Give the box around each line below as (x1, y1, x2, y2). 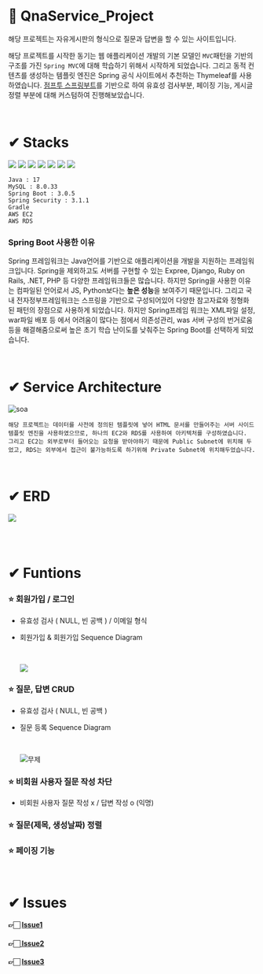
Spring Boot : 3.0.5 (8, 189, 76, 198)
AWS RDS (8, 217, 34, 225)
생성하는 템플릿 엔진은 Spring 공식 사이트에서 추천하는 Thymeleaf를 (28, 70, 238, 80)
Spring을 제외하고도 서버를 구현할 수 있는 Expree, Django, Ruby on (37, 266, 246, 276)
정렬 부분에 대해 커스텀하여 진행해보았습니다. (8, 90, 145, 99)
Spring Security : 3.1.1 (8, 196, 89, 204)
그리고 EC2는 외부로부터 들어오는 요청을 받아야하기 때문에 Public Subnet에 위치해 (8, 438, 243, 446)
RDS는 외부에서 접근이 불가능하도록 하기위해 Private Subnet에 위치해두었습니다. (26, 446, 256, 454)
